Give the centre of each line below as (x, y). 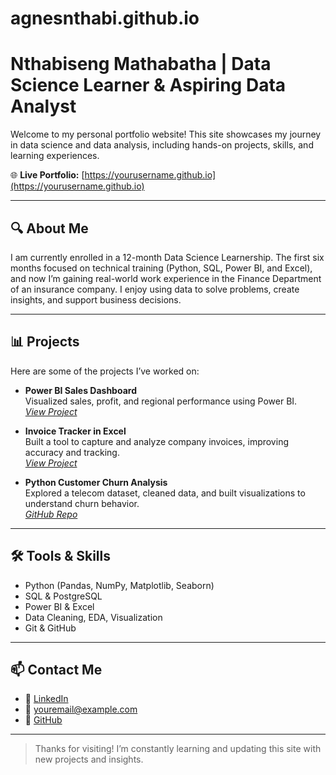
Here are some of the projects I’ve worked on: (105, 371)
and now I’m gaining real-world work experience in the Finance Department (166, 278)
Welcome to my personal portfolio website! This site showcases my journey (166, 134)
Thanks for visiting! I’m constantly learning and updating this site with (178, 749)
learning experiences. (55, 156)
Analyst (43, 106)
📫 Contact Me (56, 669)
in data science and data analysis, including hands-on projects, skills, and (162, 145)
